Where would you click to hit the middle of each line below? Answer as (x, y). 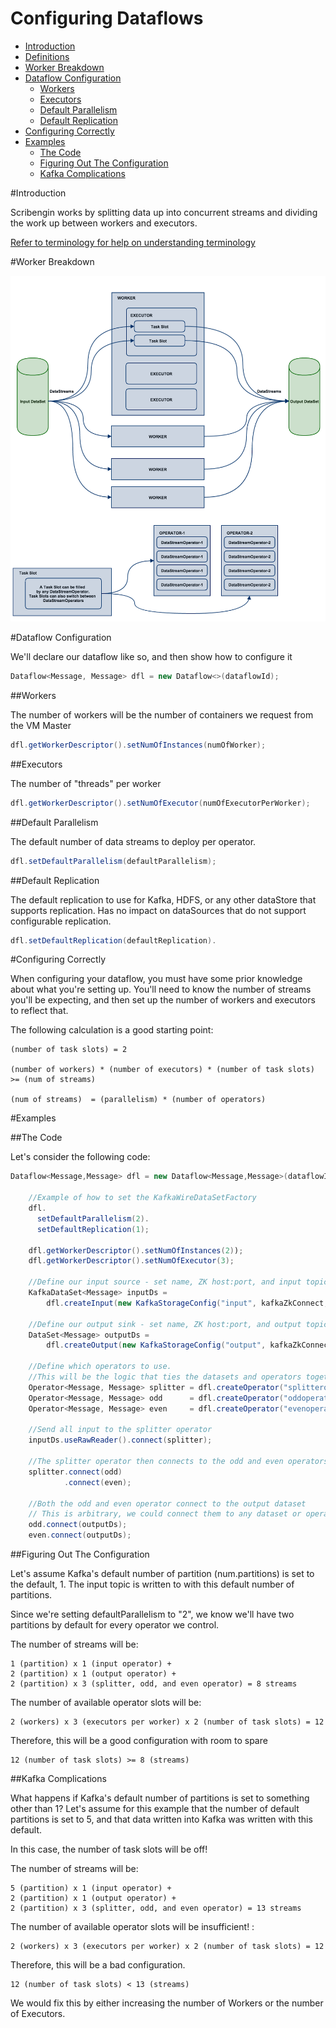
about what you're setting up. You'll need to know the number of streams (161, 989)
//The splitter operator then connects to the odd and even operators (178, 1462)
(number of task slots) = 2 (69, 1050)
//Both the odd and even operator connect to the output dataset (167, 1503)
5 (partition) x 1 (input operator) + (91, 1888)
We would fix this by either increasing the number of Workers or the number (167, 2003)
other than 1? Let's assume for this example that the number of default (155, 1809)
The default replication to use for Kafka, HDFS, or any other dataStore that (163, 899)
